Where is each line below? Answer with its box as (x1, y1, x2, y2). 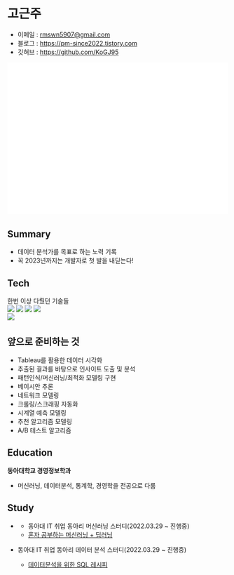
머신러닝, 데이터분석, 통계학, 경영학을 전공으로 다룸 (17, 481, 156, 489)
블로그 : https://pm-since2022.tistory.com (17, 39, 138, 47)
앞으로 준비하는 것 (7, 336, 80, 348)
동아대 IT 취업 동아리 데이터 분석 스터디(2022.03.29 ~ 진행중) (17, 545, 187, 554)
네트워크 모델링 (17, 390, 60, 399)
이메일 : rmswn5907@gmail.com (17, 30, 111, 39)
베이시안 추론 (17, 382, 54, 390)
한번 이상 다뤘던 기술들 (7, 297, 69, 305)
